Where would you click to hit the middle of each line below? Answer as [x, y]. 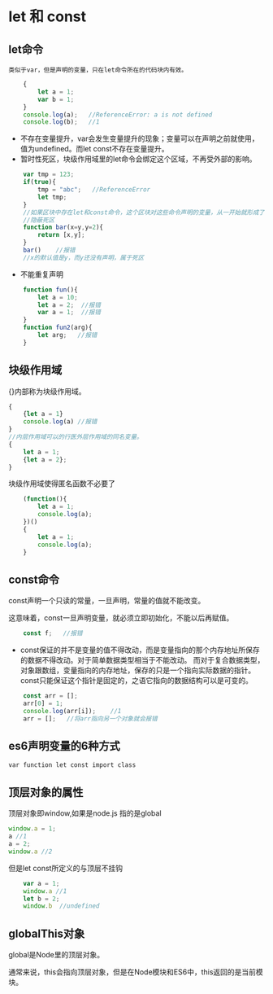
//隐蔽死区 [39, 220]
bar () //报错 [49, 250]
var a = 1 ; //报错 [69, 313]
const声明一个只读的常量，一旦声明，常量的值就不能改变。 [107, 601]
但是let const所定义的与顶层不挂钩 [66, 868]
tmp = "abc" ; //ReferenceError [94, 190]
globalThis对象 [47, 933]
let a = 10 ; [58, 297]
